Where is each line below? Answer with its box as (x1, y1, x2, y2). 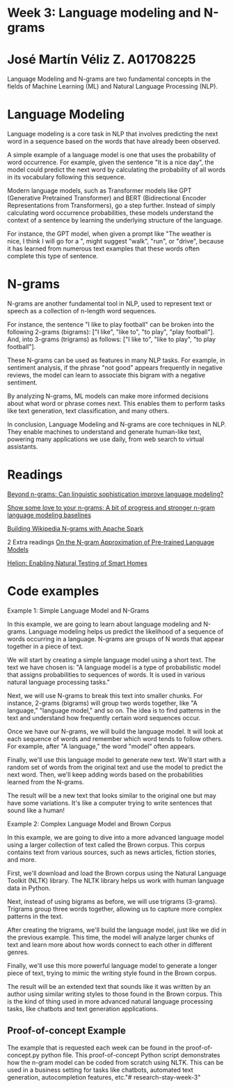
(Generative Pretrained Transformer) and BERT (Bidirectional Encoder (7, 194, 207, 202)
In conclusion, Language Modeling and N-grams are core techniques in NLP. (7, 420, 227, 429)
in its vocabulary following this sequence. (7, 173, 127, 181)
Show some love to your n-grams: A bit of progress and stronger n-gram (7, 503, 216, 512)
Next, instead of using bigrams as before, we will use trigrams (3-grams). (7, 897, 217, 905)
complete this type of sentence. (7, 252, 99, 260)
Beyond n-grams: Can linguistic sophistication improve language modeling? (7, 490, 224, 498)
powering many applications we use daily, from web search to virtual (7, 435, 204, 443)
